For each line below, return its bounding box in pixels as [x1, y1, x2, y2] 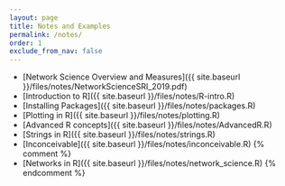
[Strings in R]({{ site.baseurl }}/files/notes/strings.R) [22, 129, 216, 140]
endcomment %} [22, 168, 86, 179]
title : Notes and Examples [9, 22, 111, 31]
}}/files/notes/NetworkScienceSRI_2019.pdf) [22, 81, 188, 92]
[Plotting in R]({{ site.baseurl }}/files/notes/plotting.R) [22, 110, 221, 121]
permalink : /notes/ [9, 30, 83, 39]
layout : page [9, 13, 59, 23]
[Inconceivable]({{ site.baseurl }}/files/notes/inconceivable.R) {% [22, 139, 265, 150]
